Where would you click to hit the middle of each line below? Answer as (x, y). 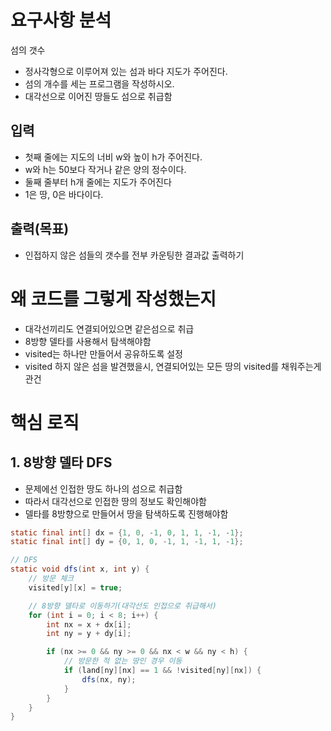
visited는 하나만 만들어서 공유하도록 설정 (103, 353)
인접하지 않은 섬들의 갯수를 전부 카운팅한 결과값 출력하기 (134, 255)
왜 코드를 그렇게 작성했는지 (113, 298)
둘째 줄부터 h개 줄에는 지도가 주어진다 (98, 182)
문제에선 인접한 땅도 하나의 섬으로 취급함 (103, 488)
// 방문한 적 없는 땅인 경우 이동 (123, 661)
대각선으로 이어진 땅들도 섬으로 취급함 (98, 96)
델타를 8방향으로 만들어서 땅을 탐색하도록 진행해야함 (126, 513)
